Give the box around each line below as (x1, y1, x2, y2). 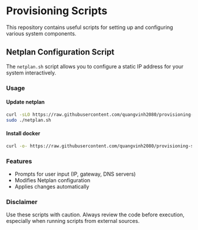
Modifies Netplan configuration (14, 177, 91, 184)
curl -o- (6, 143, 28, 149)
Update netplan (6, 99, 45, 106)
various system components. (6, 30, 77, 37)
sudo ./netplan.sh (6, 117, 51, 123)
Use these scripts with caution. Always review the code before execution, (6, 211, 184, 218)
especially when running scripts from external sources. (6, 218, 140, 225)
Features (6, 157, 32, 165)
